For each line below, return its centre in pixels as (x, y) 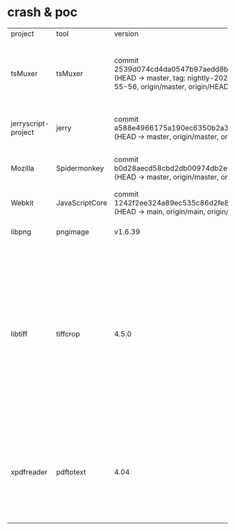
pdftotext (71, 472)
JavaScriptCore (81, 203)
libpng (21, 231)
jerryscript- (30, 123)
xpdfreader (29, 472)
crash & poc (43, 12)
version (126, 34)
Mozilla (23, 168)
